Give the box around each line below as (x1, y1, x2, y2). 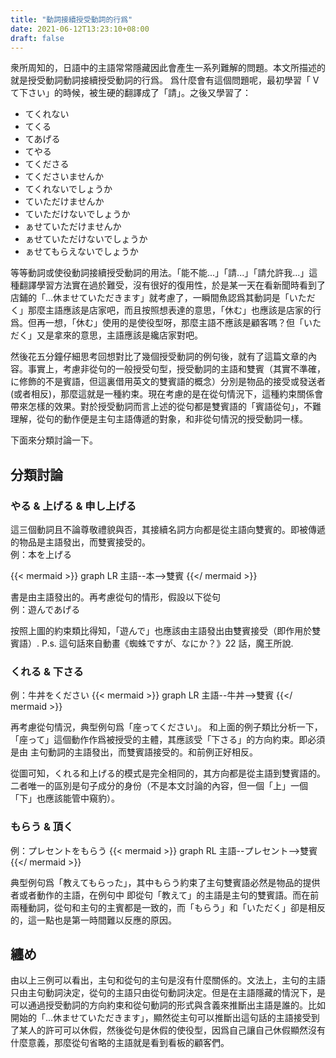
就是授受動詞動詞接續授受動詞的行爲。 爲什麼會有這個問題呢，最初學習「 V (10, 74, 320, 86)
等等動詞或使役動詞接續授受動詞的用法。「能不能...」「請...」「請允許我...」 (10, 267, 310, 279)
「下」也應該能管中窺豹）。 (10, 792, 120, 805)
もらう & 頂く (10, 820, 74, 834)
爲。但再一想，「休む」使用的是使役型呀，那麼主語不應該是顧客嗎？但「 (10, 317, 304, 329)
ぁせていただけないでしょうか (24, 233, 148, 245)
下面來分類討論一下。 (10, 434, 98, 446)
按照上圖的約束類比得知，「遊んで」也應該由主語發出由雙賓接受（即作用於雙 (10, 625, 322, 637)
